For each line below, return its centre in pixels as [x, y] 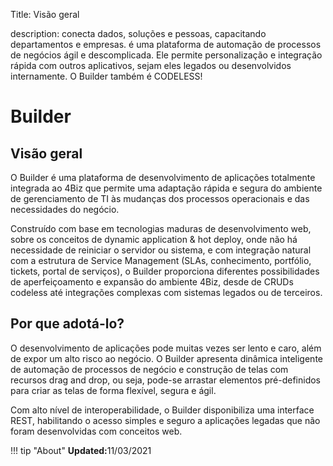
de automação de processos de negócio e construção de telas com [149, 369]
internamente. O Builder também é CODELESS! [106, 76]
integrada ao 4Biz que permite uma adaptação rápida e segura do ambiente [166, 188]
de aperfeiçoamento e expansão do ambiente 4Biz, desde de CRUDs [152, 282]
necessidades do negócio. [65, 209]
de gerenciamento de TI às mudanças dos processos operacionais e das [160, 198]
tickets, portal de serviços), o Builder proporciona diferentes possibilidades [165, 271]
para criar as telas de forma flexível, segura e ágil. [113, 390]
